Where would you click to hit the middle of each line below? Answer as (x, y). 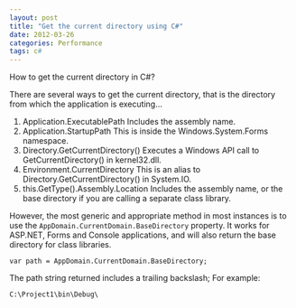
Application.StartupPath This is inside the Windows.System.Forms (145, 131)
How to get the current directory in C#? (82, 77)
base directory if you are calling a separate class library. (127, 199)
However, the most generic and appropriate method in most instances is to (148, 216)
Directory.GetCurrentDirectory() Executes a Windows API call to (141, 151)
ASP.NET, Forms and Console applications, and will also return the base (143, 235)
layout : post (34, 18)
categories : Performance (56, 43)
